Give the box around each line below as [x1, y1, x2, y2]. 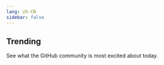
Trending [6, 36, 41, 47]
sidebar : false [6, 14, 45, 20]
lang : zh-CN [6, 8, 36, 15]
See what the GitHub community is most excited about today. [6, 52, 159, 60]
